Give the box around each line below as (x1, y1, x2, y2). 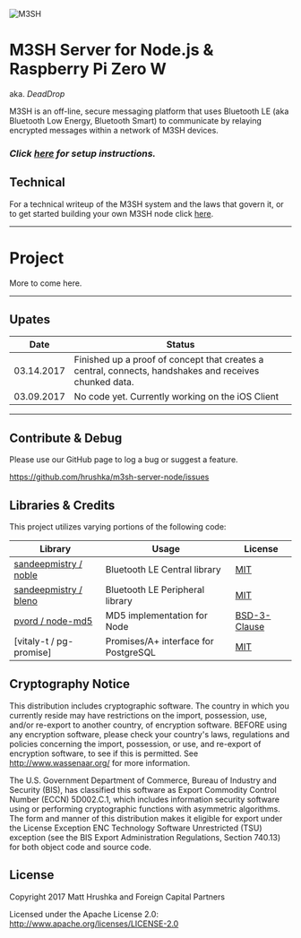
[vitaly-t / (13, 635, 56, 648)
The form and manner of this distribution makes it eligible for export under (9, 813, 283, 823)
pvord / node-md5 (13, 615, 93, 627)
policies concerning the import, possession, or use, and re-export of (9, 738, 262, 749)
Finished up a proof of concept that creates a (73, 354, 264, 366)
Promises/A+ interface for (105, 635, 214, 648)
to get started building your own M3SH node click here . (9, 208, 214, 219)
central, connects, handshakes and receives (73, 365, 260, 377)
